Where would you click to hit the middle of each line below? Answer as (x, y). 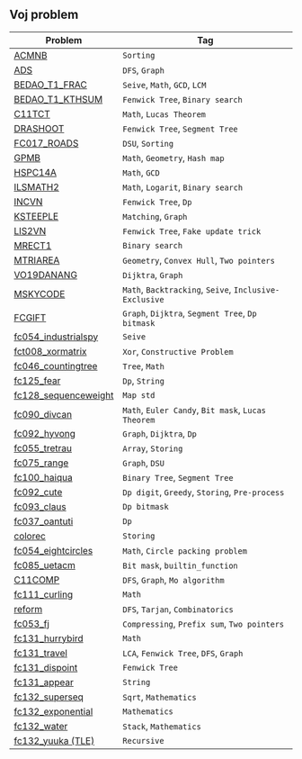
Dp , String (143, 380)
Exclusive (143, 299)
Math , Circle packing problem (185, 550)
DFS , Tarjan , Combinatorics (178, 609)
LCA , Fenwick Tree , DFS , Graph (183, 653)
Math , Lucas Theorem (164, 113)
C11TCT (32, 113)
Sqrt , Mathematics (160, 697)
